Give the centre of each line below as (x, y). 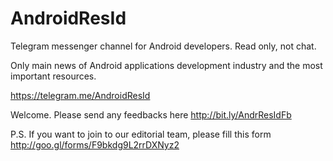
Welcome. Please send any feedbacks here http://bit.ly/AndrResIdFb (151, 114)
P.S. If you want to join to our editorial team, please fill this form (141, 134)
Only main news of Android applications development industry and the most (166, 65)
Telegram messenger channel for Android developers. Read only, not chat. (163, 46)
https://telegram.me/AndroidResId (80, 95)
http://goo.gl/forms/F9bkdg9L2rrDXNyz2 (95, 144)
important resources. (53, 76)
